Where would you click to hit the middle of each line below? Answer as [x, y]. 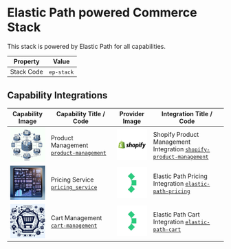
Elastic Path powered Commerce [102, 13]
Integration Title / [187, 113]
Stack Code [26, 72]
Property [26, 62]
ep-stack [62, 72]
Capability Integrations [57, 95]
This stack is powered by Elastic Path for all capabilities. [87, 46]
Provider [132, 113]
